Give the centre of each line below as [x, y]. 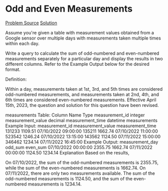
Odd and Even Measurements [69, 9]
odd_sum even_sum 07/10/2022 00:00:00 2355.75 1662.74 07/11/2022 [79, 147]
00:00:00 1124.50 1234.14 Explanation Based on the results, [67, 152]
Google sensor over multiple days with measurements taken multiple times [83, 38]
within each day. [22, 43]
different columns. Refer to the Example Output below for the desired [77, 64]
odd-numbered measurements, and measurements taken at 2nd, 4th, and [82, 94]
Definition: [16, 79]
